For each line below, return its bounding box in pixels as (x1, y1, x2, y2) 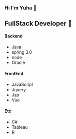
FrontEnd (4, 71, 24, 77)
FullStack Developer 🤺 (4, 20, 72, 28)
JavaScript (11, 81, 33, 87)
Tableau (11, 124, 28, 130)
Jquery (11, 86, 26, 92)
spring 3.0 (11, 49, 32, 55)
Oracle (11, 60, 25, 65)
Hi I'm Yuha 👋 (4, 4, 37, 11)
